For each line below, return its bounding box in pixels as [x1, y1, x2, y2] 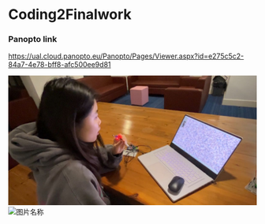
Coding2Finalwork [8, 6, 132, 24]
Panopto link [8, 34, 58, 45]
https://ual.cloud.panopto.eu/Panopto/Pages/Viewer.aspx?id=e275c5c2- [8, 51, 244, 61]
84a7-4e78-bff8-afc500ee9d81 [8, 60, 111, 69]
